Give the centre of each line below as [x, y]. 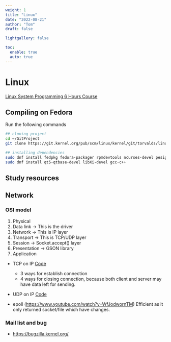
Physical [21, 221]
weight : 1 [16, 10]
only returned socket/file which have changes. [61, 309]
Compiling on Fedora [39, 112]
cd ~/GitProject [22, 139]
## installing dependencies [35, 153]
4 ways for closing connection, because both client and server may [91, 279]
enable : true [24, 52]
